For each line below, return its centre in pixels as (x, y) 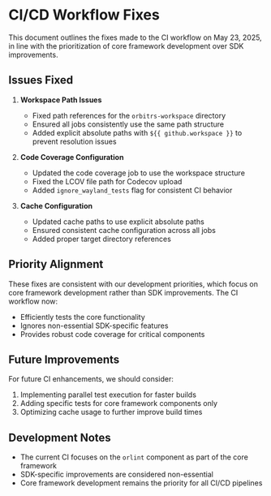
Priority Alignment (56, 264)
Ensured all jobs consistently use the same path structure (128, 124)
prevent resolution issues (74, 141)
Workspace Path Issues (61, 100)
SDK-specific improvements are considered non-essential (116, 474)
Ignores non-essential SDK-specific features (94, 326)
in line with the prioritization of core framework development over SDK (126, 45)
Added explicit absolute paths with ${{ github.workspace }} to (137, 132)
